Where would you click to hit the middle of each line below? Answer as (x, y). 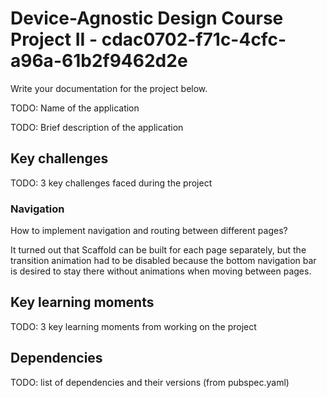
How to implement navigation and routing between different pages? (149, 231)
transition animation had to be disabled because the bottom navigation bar (163, 261)
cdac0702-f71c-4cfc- (194, 39)
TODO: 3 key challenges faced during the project (111, 183)
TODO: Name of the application (75, 108)
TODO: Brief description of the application (97, 127)
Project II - (54, 39)
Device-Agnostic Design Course (147, 18)
